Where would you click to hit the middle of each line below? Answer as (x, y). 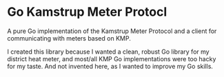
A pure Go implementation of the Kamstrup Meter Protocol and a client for (112, 31)
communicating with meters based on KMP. (69, 38)
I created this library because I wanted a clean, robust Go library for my (108, 52)
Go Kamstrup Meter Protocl (87, 12)
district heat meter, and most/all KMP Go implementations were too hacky (112, 58)
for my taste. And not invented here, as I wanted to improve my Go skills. (110, 66)
